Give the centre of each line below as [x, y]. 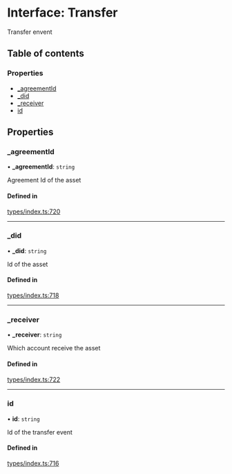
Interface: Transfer [63, 13]
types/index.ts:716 [33, 464]
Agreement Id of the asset [44, 180]
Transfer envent [30, 32]
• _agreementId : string [41, 167]
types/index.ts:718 [33, 296]
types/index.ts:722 [34, 379]
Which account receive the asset [54, 348]
